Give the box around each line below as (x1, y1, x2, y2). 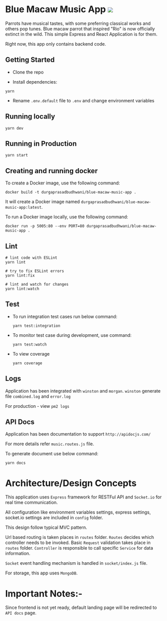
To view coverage (12, 351, 50, 357)
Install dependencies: (12, 79, 58, 85)
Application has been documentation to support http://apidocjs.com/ (5, 431, 151, 437)
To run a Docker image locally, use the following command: (5, 214, 129, 220)
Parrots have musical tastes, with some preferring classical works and (5, 20, 151, 26)
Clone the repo (12, 69, 44, 75)
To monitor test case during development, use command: (12, 332, 132, 338)
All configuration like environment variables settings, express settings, (5, 509, 151, 515)
